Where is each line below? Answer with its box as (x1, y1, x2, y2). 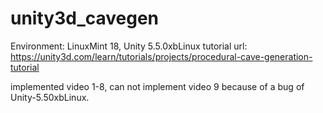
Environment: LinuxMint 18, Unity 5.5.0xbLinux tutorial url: (10, 40, 248, 52)
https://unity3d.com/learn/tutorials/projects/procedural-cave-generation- (10, 50, 313, 62)
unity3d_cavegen (10, 7, 160, 30)
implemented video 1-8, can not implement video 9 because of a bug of (10, 80, 305, 92)
